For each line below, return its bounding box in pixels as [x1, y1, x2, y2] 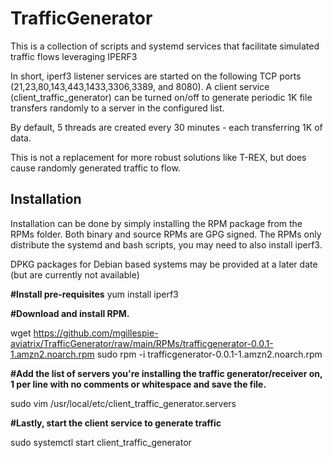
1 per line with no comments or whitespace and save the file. [10, 378, 267, 390]
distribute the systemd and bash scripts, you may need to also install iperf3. [10, 238, 323, 251]
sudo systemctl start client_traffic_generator [10, 436, 192, 448]
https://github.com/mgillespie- [33, 327, 159, 339]
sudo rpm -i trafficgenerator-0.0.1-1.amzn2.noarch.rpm [96, 348, 323, 360]
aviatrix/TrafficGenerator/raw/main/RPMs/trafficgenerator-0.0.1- [10, 337, 274, 349]
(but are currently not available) [10, 268, 140, 281]
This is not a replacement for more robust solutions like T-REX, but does [10, 151, 307, 163]
